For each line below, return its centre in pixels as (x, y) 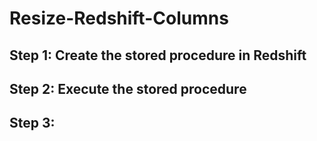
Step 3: (32, 123)
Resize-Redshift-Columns (119, 18)
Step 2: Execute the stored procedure (128, 88)
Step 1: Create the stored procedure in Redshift (158, 55)
